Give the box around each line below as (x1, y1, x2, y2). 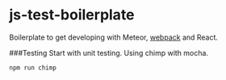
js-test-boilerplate (9, 6, 136, 24)
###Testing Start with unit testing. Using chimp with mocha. (9, 48, 209, 57)
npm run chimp (9, 63, 57, 72)
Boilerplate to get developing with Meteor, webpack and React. (9, 32, 219, 42)
